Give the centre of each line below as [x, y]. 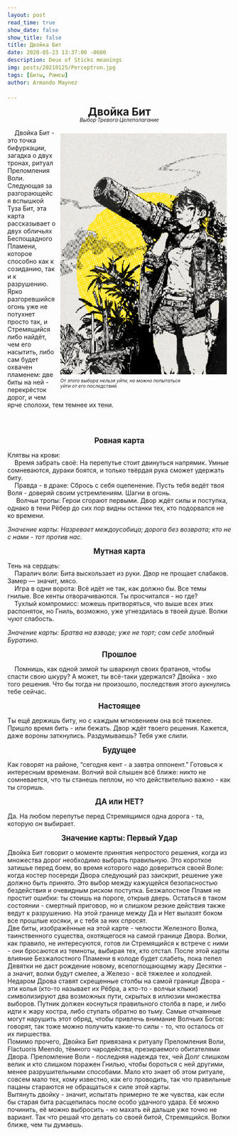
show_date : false [33, 30]
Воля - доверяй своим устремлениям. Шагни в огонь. [90, 493]
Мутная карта [119, 551]
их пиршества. [29, 1034]
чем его [20, 344]
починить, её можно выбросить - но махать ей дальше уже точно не [112, 1109]
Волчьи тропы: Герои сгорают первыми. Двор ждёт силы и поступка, [122, 500]
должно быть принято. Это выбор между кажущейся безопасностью [113, 883]
